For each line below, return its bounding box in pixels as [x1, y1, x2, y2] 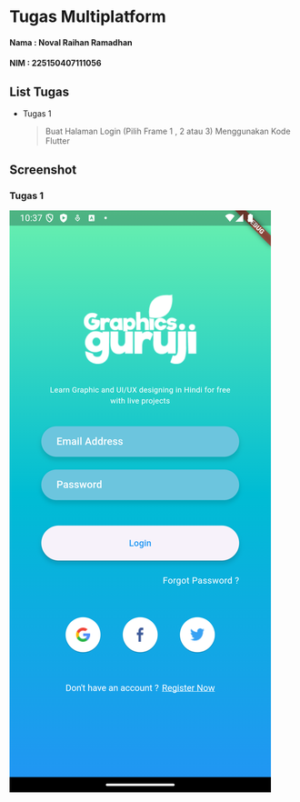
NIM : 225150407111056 [9, 57, 102, 69]
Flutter [45, 135, 70, 146]
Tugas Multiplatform [9, 6, 166, 27]
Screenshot [9, 162, 77, 177]
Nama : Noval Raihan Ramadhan [9, 36, 133, 47]
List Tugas [9, 84, 70, 99]
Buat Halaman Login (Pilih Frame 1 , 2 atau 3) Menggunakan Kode [45, 125, 291, 137]
